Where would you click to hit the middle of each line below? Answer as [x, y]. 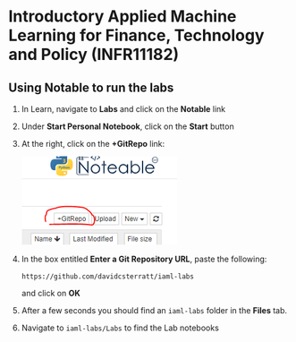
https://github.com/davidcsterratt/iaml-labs [107, 277]
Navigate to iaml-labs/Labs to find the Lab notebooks [120, 328]
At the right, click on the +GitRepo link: [93, 144]
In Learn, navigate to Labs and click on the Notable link [123, 109]
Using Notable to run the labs [91, 87]
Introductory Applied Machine [123, 17]
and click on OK [51, 293]
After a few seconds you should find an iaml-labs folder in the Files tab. [154, 310]
